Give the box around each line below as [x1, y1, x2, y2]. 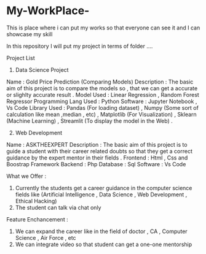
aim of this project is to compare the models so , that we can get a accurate [6, 84, 198, 92]
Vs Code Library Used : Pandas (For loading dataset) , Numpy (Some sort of [6, 104, 199, 111]
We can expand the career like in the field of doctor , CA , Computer [15, 228, 188, 235]
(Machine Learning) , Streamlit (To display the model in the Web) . [6, 117, 173, 125]
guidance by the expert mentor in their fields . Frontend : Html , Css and [6, 154, 188, 161]
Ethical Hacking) [15, 197, 57, 204]
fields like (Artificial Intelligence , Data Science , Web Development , [15, 191, 188, 198]
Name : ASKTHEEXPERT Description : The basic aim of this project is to [6, 140, 188, 148]
